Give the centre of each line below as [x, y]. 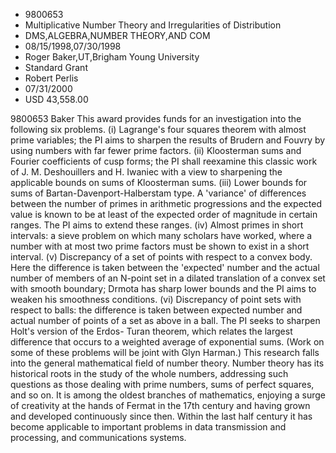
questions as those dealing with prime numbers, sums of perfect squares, [162, 384]
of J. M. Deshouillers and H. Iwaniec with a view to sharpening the [146, 172]
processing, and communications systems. [98, 437]
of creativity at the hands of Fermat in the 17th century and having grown [160, 405]
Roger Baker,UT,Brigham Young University [112, 57]
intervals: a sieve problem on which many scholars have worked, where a [161, 235]
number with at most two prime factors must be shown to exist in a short [160, 246]
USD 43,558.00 [56, 99]
